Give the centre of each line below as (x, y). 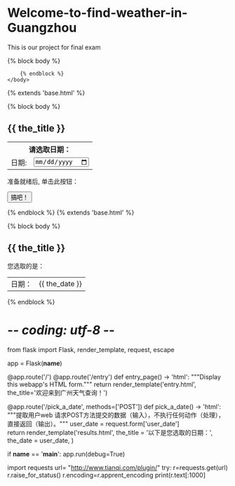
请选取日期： (50, 149)
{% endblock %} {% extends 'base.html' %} (71, 212)
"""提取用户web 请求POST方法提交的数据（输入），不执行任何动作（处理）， (116, 414)
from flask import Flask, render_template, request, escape (91, 349)
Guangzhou (42, 28)
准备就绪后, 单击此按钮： (43, 181)
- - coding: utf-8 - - (61, 330)
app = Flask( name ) (35, 363)
